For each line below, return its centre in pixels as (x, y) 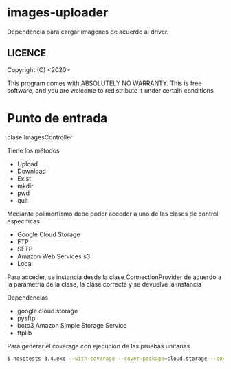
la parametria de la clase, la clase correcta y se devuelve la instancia (104, 284)
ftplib (24, 333)
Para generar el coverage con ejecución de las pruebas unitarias (99, 346)
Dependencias (27, 298)
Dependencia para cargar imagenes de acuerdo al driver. (88, 32)
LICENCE (27, 53)
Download (32, 171)
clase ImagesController (40, 137)
